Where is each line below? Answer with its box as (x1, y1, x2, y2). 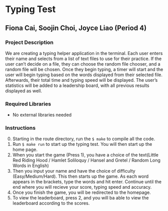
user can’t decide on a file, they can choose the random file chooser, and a (5, 61, 161, 67)
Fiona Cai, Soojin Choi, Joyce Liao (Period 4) (5, 24, 147, 32)
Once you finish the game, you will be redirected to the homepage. (12, 189, 151, 195)
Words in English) (12, 163, 49, 169)
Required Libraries (5, 100, 51, 107)
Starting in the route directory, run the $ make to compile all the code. (12, 136, 155, 142)
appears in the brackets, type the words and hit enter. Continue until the (12, 179, 162, 185)
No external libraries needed (12, 112, 72, 118)
